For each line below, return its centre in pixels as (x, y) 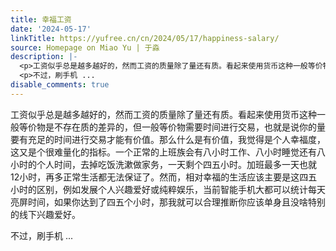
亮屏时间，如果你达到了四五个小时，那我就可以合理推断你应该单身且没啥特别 (168, 202)
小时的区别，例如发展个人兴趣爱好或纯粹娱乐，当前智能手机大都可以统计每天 (168, 189)
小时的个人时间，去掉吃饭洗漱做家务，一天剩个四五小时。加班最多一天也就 (163, 164)
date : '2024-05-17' (51, 29)
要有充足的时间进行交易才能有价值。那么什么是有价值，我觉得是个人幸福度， (168, 139)
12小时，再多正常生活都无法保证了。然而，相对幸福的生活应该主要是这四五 (164, 177)
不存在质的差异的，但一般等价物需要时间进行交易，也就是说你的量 (189, 127)
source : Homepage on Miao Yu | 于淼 (85, 47)
